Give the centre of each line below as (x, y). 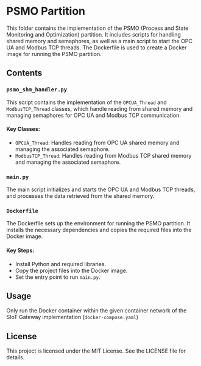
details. (16, 357)
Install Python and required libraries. (61, 264)
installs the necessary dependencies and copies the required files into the (99, 230)
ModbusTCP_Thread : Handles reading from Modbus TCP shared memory (103, 155)
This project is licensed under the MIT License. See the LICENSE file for (96, 351)
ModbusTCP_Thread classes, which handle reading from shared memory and (100, 108)
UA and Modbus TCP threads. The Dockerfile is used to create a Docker (97, 48)
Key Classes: (23, 129)
